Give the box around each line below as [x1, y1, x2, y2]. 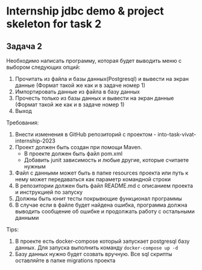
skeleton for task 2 [6, 17, 102, 31]
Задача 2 [6, 41, 42, 51]
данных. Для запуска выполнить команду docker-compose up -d [14, 244, 178, 251]
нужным [24, 163, 46, 170]
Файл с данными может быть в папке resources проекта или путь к [14, 169, 189, 176]
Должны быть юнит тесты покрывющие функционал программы [14, 195, 182, 202]
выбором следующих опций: [6, 63, 80, 71]
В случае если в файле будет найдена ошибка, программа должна [14, 201, 188, 208]
